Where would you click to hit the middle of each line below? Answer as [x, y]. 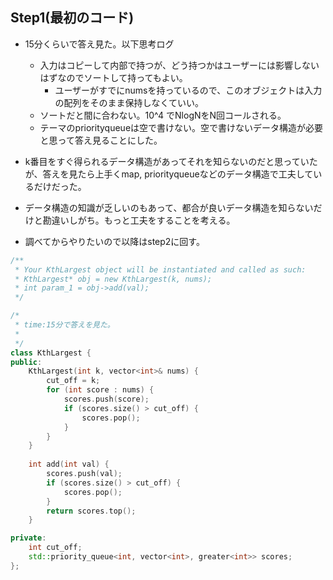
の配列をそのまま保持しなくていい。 [129, 102]
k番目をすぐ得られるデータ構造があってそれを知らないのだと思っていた [171, 161]
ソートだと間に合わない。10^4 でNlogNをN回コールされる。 [163, 115]
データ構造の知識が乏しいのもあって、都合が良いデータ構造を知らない [169, 207]
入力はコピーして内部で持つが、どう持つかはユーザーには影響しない [179, 65]
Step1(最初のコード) [72, 18]
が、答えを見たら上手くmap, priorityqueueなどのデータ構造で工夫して [169, 174]
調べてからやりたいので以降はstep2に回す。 [114, 241]
